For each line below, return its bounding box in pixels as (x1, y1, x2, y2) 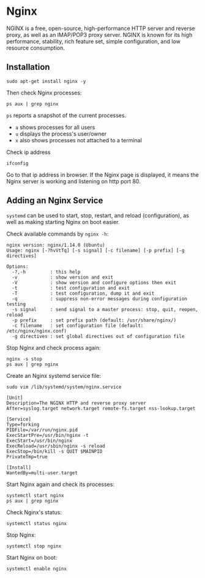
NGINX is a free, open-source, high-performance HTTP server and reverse (6, 25, 195, 32)
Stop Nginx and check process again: (6, 344, 101, 351)
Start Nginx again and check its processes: (6, 480, 115, 488)
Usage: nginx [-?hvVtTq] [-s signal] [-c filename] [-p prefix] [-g (6, 247, 185, 253)
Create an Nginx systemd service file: (6, 372, 101, 379)
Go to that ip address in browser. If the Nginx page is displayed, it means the (6, 171, 199, 179)
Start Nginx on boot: (6, 553, 58, 561)
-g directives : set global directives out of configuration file (12, 333, 185, 339)
